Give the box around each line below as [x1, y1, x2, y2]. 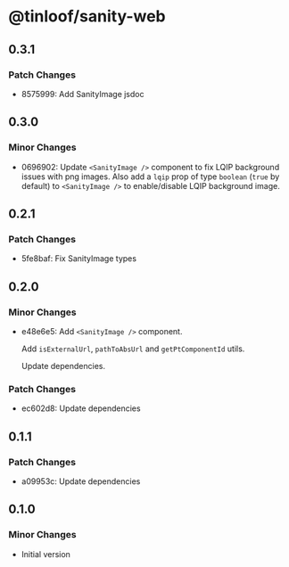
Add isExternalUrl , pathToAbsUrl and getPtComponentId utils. [21, 343, 245, 354]
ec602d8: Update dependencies [21, 403, 141, 414]
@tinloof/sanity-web [8, 6, 166, 27]
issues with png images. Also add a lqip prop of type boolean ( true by [21, 171, 280, 182]
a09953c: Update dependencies [21, 475, 141, 487]
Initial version [21, 548, 70, 559]
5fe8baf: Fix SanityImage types [21, 253, 137, 264]
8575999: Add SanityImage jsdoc [21, 88, 144, 99]
